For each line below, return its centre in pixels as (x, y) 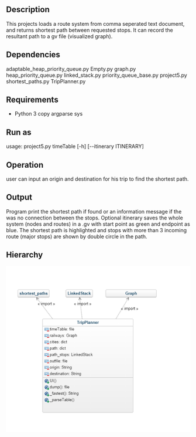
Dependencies (33, 55)
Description (28, 10)
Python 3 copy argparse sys (49, 114)
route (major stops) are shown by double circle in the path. (77, 236)
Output (19, 197)
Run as (19, 132)
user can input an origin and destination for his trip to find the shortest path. (97, 179)
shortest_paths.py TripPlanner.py (46, 81)
